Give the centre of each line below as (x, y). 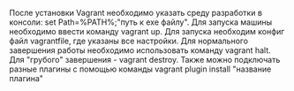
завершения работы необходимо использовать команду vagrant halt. (140, 50)
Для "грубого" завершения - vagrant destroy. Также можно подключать (145, 60)
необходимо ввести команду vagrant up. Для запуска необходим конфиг (147, 31)
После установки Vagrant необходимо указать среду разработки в (136, 13)
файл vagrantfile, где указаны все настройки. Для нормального (129, 41)
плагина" (26, 78)
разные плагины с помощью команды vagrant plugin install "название (140, 69)
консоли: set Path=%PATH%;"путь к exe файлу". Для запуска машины (140, 22)
